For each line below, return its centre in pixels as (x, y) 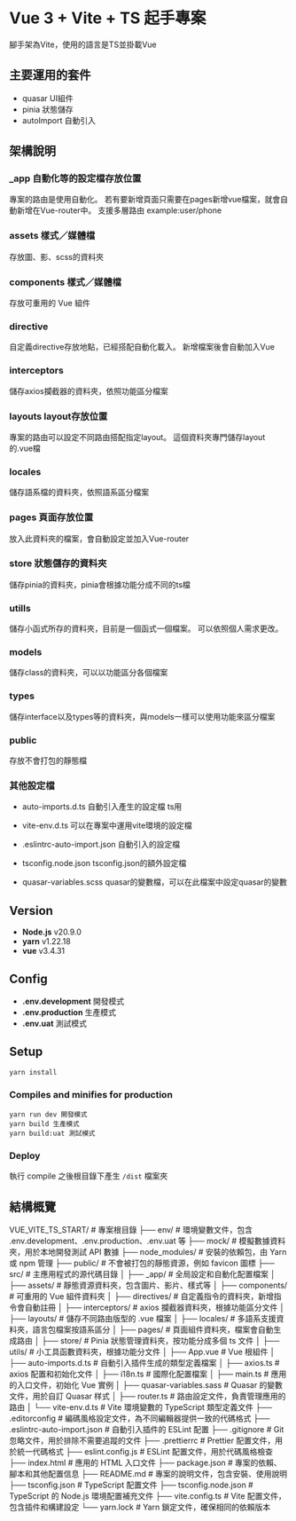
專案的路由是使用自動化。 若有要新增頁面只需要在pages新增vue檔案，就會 (145, 200)
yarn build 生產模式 (44, 1124)
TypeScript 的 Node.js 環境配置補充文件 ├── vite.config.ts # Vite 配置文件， (148, 1496)
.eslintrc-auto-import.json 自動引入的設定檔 (101, 845)
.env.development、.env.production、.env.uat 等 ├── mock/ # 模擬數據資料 (148, 1241)
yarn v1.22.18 (46, 942)
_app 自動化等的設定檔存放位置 (75, 178)
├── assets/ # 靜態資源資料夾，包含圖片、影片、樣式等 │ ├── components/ (148, 1285)
